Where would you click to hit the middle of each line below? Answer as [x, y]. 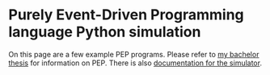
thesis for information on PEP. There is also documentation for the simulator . [135, 63]
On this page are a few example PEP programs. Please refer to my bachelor [134, 54]
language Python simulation [105, 32]
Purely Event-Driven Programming [126, 15]
